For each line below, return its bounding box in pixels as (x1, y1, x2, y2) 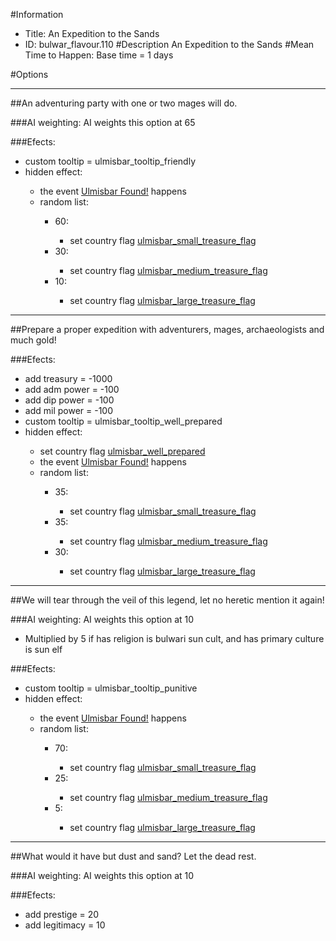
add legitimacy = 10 (24, 919, 106, 931)
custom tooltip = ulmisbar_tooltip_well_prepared (24, 415, 223, 427)
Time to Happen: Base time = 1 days (24, 49, 174, 61)
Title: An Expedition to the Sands (24, 28, 160, 39)
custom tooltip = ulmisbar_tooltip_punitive (24, 682, 198, 694)
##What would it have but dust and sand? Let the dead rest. (10, 850, 257, 862)
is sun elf (24, 644, 63, 655)
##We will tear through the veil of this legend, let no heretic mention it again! (10, 594, 325, 606)
